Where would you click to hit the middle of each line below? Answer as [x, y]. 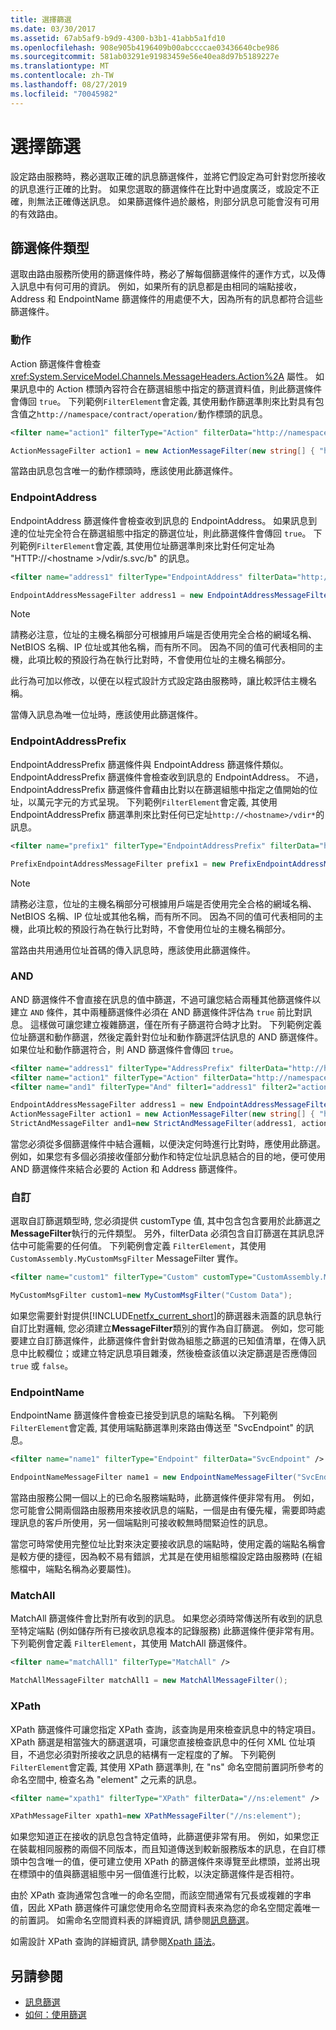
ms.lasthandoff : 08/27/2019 [69, 85]
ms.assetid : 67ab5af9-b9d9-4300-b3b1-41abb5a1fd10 [118, 38]
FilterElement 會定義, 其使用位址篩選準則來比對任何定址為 [156, 545]
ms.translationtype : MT [60, 66]
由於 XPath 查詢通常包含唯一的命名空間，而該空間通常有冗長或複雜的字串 [161, 1895]
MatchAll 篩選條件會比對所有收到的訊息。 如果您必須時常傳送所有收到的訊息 [166, 1618]
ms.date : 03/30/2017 [53, 29]
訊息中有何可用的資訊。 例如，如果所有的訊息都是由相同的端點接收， [160, 287]
